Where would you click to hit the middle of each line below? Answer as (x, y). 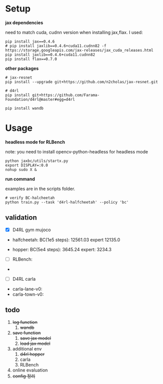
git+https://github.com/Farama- (66, 95)
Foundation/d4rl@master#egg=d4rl (40, 99)
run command (20, 179)
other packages (22, 68)
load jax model (35, 343)
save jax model (35, 338)
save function (27, 333)
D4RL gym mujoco (32, 230)
